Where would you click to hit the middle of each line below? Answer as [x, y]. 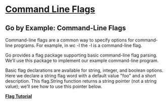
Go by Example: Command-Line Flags [66, 28]
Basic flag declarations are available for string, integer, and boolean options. [84, 70]
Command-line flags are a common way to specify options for [70, 40]
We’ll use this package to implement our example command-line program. [82, 61]
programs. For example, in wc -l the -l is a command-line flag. [78, 45]
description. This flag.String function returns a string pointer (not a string [81, 81]
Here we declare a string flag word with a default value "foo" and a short [81, 76]
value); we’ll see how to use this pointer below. [54, 86]
